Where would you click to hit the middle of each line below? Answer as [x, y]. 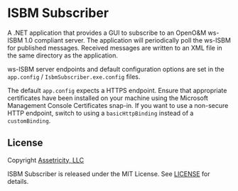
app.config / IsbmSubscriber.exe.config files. [74, 77]
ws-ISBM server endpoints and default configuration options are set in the [116, 69]
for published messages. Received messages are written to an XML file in [115, 48]
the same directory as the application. [63, 55]
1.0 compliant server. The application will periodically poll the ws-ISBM [128, 40]
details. [18, 181]
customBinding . [29, 120]
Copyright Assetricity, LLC [46, 160]
